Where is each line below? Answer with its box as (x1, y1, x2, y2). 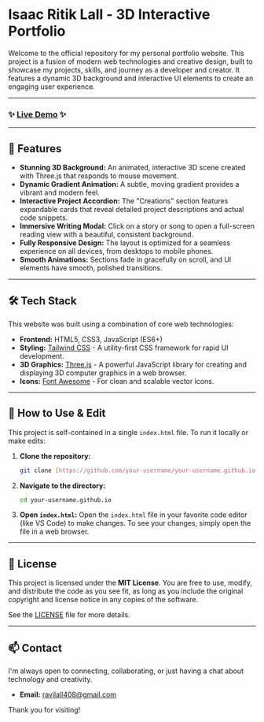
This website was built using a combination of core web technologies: (8, 319, 234, 329)
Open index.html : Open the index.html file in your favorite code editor (19, 510, 247, 519)
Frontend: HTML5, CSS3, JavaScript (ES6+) (19, 334, 163, 344)
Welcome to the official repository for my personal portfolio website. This (8, 48, 245, 58)
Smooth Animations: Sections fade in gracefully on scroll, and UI (19, 255, 232, 265)
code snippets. (19, 213, 68, 222)
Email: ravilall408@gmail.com (19, 690, 116, 699)
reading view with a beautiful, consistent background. (19, 230, 194, 240)
